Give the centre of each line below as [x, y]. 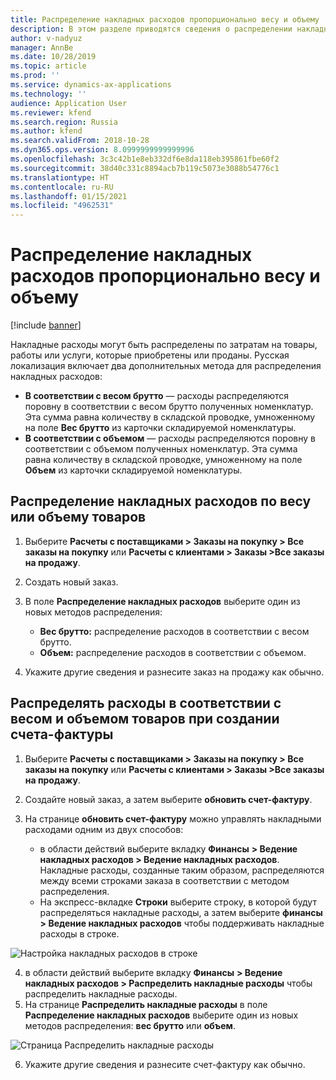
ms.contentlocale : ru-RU [62, 187]
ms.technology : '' [48, 94]
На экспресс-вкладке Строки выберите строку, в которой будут [178, 902]
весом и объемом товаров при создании [145, 719]
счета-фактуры [62, 734]
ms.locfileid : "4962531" [62, 206]
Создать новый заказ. [71, 582]
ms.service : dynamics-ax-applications [91, 85]
